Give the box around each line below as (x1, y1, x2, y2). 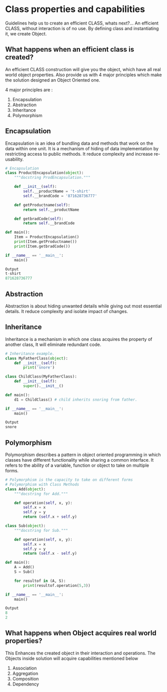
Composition (12, 675, 39, 681)
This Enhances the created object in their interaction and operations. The (5, 650, 156, 656)
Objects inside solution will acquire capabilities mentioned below (5, 655, 138, 661)
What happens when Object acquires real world (5, 629, 156, 637)
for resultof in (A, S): (14, 578, 66, 583)
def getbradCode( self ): (14, 216, 64, 221)
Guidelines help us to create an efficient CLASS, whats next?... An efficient (5, 20, 159, 26)
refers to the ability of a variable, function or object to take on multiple (5, 462, 149, 468)
